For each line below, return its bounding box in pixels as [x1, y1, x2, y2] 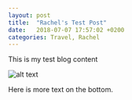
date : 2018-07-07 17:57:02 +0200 [8, 26, 125, 34]
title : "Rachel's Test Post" [8, 19, 108, 27]
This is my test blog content [8, 55, 98, 64]
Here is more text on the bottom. [8, 85, 114, 95]
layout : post [8, 11, 51, 20]
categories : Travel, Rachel [8, 33, 101, 41]
